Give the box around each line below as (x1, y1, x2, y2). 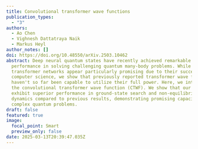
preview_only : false (11, 128, 62, 135)
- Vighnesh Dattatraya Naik (11, 36, 81, 42)
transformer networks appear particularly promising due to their (11, 69, 178, 74)
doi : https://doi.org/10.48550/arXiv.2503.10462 (6, 52, 128, 58)
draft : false (6, 107, 38, 113)
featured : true (6, 112, 44, 118)
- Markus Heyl (11, 42, 46, 48)
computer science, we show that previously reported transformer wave (11, 74, 189, 80)
